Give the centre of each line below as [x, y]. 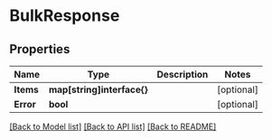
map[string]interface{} [98, 89]
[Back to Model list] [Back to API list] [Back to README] [113, 126]
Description [183, 75]
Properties [40, 49]
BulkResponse [65, 16]
